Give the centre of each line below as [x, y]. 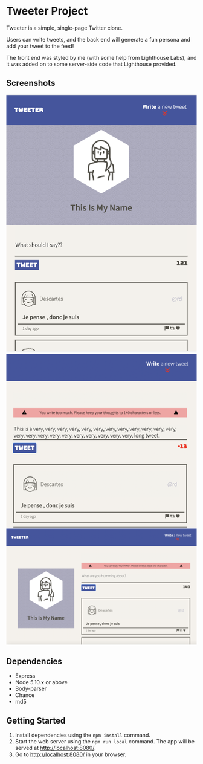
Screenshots [31, 83]
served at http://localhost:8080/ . [55, 748]
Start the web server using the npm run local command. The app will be [105, 742]
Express [25, 676]
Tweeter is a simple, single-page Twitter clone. [64, 28]
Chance [25, 695]
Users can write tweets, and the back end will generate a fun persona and [98, 39]
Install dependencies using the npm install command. [83, 735]
